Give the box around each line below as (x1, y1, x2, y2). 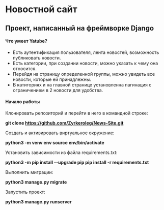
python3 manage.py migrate (5, 179, 67, 185)
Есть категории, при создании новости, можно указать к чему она (12, 60, 158, 66)
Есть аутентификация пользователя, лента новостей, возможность (12, 49, 159, 55)
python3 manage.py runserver (5, 198, 72, 204)
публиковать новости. (12, 54, 61, 61)
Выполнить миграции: (5, 169, 53, 175)
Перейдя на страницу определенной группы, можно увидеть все (12, 71, 155, 77)
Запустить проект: (5, 189, 46, 195)
